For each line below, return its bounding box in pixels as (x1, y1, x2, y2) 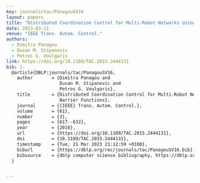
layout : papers (6, 14, 44, 20)
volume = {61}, (17, 108, 70, 114)
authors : (6, 36, 28, 42)
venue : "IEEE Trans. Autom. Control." (6, 31, 102, 37)
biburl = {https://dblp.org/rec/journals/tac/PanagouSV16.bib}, (17, 147, 196, 153)
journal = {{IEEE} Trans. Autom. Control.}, (17, 102, 143, 109)
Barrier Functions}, (59, 97, 111, 103)
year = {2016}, (17, 125, 76, 131)
